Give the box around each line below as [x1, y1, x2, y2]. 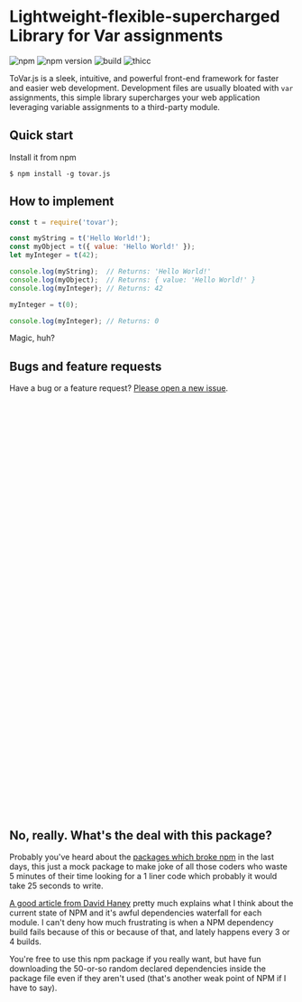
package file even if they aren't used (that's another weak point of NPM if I [9, 973, 287, 984]
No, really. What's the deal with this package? [9, 828, 272, 843]
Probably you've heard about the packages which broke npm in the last [9, 851, 275, 863]
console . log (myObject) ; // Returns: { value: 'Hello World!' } [9, 275, 256, 284]
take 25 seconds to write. [9, 880, 104, 891]
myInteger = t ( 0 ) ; [9, 300, 78, 309]
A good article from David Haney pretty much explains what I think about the [9, 898, 294, 909]
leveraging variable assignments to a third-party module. [9, 101, 221, 112]
